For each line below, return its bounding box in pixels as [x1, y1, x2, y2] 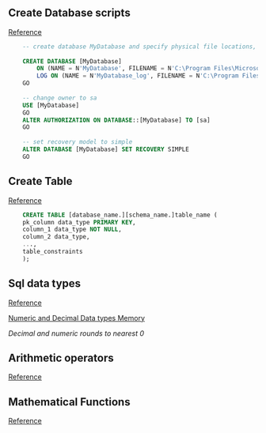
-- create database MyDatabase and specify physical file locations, [22, 43, 257, 51]
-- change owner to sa [22, 94, 97, 102]
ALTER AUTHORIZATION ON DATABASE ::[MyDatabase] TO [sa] [22, 116, 211, 124]
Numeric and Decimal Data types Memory [8, 313, 145, 322]
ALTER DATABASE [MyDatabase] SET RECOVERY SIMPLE [22, 145, 190, 153]
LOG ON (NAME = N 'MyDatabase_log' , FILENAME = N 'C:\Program [36, 72, 239, 80]
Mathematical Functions [8, 395, 131, 409]
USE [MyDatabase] [22, 101, 80, 109]
